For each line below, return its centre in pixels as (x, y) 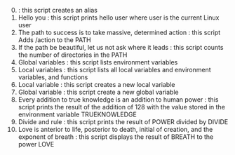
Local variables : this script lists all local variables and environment (114, 70)
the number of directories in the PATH (73, 55)
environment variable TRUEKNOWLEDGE (78, 114)
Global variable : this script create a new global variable (98, 92)
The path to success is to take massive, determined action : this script (119, 32)
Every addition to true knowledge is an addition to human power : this (118, 100)
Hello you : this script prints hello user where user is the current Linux (119, 18)
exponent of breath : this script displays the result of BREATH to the (116, 137)
